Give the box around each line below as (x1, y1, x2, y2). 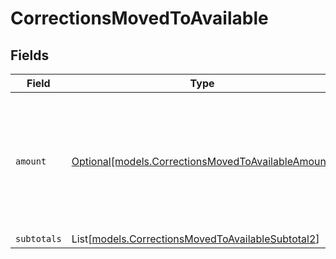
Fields (10, 47, 50, 64)
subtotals (15, 233, 62, 244)
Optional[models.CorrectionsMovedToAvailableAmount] (71, 155, 334, 168)
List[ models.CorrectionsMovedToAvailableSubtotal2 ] (71, 232, 320, 246)
